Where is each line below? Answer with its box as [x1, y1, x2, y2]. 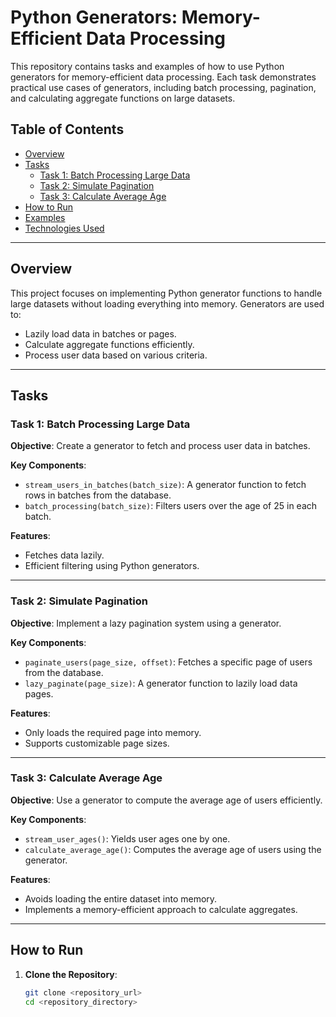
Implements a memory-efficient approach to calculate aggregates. [24, 903, 298, 915]
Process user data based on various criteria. [24, 349, 208, 361]
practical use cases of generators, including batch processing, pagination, [10, 81, 317, 93]
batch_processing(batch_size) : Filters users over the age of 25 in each [24, 500, 318, 512]
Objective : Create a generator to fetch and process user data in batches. [10, 440, 311, 452]
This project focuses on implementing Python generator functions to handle [10, 287, 323, 299]
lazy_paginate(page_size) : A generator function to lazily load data [24, 677, 298, 689]
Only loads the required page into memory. [24, 726, 202, 738]
